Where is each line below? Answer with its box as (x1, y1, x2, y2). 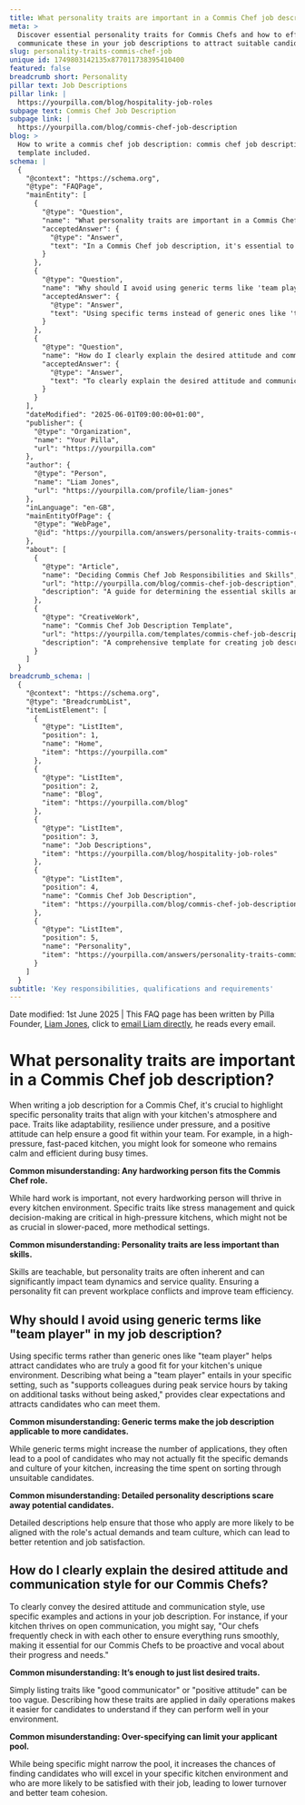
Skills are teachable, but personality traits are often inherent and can (9, 1267, 265, 1277)
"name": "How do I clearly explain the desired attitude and (42, 350, 279, 360)
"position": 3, (42, 832, 100, 841)
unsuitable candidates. (9, 1473, 94, 1483)
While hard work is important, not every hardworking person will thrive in (9, 1193, 281, 1204)
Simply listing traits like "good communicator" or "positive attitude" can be (9, 1684, 288, 1695)
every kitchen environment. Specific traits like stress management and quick (9, 1202, 295, 1213)
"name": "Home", (42, 739, 103, 749)
